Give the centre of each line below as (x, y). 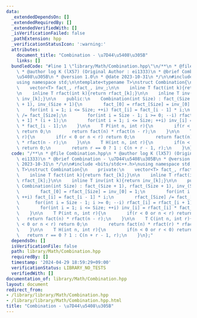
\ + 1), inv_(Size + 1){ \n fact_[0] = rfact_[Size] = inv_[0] (103, 104)
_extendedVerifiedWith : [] (44, 28)
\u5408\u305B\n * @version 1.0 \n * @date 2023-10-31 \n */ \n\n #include (105, 77)
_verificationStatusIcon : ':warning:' (59, 45)
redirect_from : (25, 290)
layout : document (27, 284)
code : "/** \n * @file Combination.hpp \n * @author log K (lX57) (91, 153)
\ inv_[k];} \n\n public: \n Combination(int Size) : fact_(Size (103, 99)
